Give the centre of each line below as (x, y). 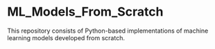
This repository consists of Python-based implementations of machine (108, 31)
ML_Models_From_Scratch (85, 12)
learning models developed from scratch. (66, 37)
